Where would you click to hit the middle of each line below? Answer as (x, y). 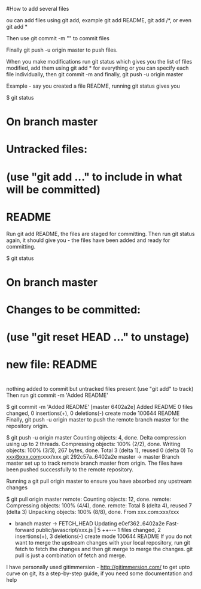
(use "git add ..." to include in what (94, 177)
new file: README (52, 365)
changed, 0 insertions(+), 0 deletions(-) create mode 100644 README (93, 413)
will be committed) (53, 189)
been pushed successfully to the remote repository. (70, 470)
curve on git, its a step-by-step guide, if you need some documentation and (99, 573)
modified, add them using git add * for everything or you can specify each (98, 68)
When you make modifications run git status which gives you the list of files (99, 62)
